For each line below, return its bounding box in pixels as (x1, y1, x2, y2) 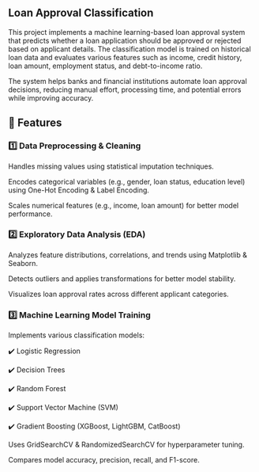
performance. (8, 209, 53, 219)
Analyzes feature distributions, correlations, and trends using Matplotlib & (8, 249, 247, 260)
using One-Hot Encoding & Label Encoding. (8, 185, 150, 195)
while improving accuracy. (8, 93, 94, 102)
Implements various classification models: (8, 330, 145, 340)
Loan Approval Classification (8, 6, 154, 20)
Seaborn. (8, 258, 38, 268)
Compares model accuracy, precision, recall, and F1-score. (8, 455, 200, 465)
